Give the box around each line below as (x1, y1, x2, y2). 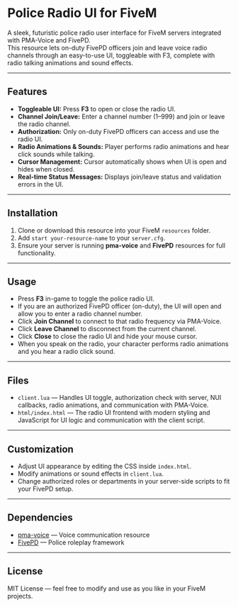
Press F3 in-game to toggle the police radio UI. (17, 294, 154, 303)
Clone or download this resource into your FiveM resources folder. (17, 225, 211, 235)
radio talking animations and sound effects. (7, 58, 133, 67)
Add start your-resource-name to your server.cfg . (17, 233, 166, 242)
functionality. (17, 248, 56, 257)
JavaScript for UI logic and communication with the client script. (17, 416, 205, 425)
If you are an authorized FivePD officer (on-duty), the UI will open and (17, 302, 222, 311)
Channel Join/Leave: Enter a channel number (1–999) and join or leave (17, 112, 225, 121)
